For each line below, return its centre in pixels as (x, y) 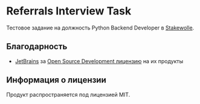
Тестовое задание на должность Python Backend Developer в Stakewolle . (100, 28)
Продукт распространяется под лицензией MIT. (68, 94)
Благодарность (37, 47)
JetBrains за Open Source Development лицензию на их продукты (99, 61)
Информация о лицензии (56, 80)
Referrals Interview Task (69, 11)
